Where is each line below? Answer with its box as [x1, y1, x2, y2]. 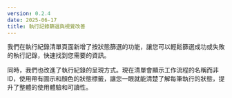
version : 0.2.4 [7, 10, 51, 17]
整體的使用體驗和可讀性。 [19, 84, 92, 92]
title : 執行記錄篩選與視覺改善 [7, 23, 86, 30]
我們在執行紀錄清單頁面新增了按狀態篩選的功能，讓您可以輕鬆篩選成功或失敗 [7, 43, 225, 51]
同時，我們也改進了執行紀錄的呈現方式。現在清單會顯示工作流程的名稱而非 [7, 66, 219, 75]
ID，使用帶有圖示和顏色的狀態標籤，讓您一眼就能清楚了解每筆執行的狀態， [7, 75, 219, 83]
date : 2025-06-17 [7, 17, 57, 23]
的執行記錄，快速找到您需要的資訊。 [7, 51, 110, 59]
